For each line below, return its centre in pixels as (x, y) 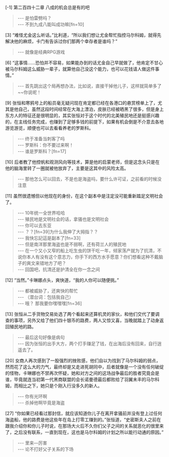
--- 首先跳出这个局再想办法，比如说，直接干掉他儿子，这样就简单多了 (90, 86)
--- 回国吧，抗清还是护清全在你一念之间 (59, 269)
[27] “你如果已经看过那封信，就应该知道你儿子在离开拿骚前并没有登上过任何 (84, 413)
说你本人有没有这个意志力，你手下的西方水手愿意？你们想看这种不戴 (88, 257)
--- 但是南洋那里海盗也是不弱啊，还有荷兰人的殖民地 (72, 244)
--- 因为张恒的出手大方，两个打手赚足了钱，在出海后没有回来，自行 (87, 344)
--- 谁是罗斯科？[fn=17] (42, 151)
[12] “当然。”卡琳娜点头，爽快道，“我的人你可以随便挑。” (62, 280)
